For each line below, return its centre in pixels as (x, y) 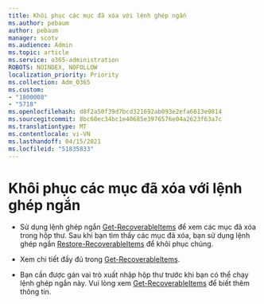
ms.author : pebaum (39, 23)
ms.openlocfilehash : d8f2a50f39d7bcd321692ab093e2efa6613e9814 (115, 112)
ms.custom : (26, 90)
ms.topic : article (39, 53)
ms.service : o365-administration (64, 60)
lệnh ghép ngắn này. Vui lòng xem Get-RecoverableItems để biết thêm (135, 283)
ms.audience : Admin (41, 45)
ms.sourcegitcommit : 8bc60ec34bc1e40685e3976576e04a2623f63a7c (115, 119)
